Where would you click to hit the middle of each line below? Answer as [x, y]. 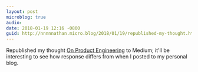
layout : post [22, 12]
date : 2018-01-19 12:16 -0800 [43, 28]
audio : [14, 22]
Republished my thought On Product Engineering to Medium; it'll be [88, 50]
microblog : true [26, 17]
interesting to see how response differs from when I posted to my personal [97, 57]
